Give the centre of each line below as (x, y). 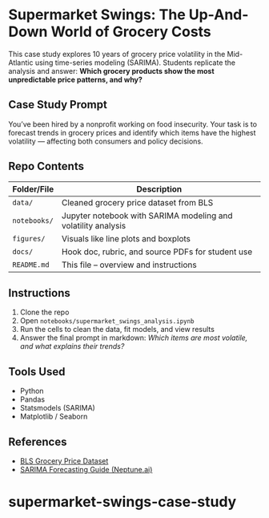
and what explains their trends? (72, 346)
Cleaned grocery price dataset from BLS (137, 202)
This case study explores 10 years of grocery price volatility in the (117, 54)
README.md (31, 265)
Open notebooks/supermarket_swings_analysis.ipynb (107, 321)
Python (32, 391)
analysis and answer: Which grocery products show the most (111, 71)
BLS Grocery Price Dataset (64, 461)
